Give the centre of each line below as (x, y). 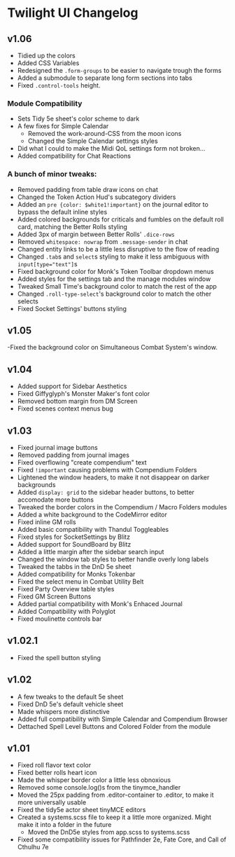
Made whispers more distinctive (63, 711)
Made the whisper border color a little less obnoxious (94, 780)
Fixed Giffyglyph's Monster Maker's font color (84, 394)
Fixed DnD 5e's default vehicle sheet (70, 704)
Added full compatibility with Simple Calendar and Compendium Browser (122, 719)
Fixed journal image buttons (57, 448)
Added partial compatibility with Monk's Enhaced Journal (100, 604)
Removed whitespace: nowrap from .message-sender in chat (102, 241)
